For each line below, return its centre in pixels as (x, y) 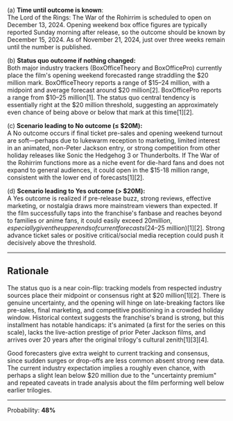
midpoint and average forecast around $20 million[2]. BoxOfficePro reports (114, 90)
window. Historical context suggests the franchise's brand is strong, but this (116, 317)
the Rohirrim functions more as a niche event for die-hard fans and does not (116, 162)
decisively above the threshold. (52, 243)
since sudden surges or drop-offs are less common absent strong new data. (116, 360)
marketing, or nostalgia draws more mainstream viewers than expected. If (113, 206)
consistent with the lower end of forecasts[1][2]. (76, 177)
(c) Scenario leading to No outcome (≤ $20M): (75, 126)
